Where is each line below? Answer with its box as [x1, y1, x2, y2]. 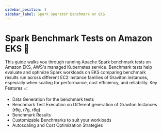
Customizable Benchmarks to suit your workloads [12, 117, 112, 123]
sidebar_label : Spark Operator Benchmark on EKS [5, 12, 105, 17]
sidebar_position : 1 [5, 7, 47, 12]
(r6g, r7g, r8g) [12, 107, 41, 113]
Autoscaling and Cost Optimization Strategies [12, 122, 103, 128]
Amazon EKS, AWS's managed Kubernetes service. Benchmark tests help [5, 64, 152, 70]
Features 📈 [5, 85, 28, 91]
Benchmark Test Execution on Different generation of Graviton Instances [12, 102, 158, 108]
